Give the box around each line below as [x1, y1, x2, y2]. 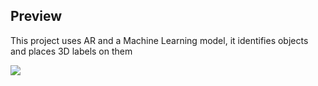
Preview [10, 8, 63, 25]
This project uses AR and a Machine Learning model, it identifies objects [10, 34, 309, 46]
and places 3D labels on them [10, 45, 133, 57]
